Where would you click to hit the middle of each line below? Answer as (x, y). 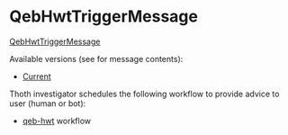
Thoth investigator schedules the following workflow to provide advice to (144, 94)
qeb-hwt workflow (57, 121)
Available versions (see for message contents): (96, 58)
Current (36, 76)
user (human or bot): (48, 103)
